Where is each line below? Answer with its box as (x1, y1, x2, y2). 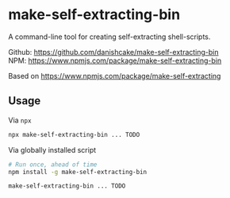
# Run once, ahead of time (8, 161, 98, 169)
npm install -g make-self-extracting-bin (8, 168, 148, 176)
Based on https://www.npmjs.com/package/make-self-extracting (8, 71, 221, 80)
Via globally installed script (8, 145, 97, 154)
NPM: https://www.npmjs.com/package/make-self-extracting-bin (8, 56, 222, 65)
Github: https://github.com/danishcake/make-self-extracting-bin (8, 47, 220, 56)
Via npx (8, 115, 32, 125)
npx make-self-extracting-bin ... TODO (8, 130, 140, 138)
